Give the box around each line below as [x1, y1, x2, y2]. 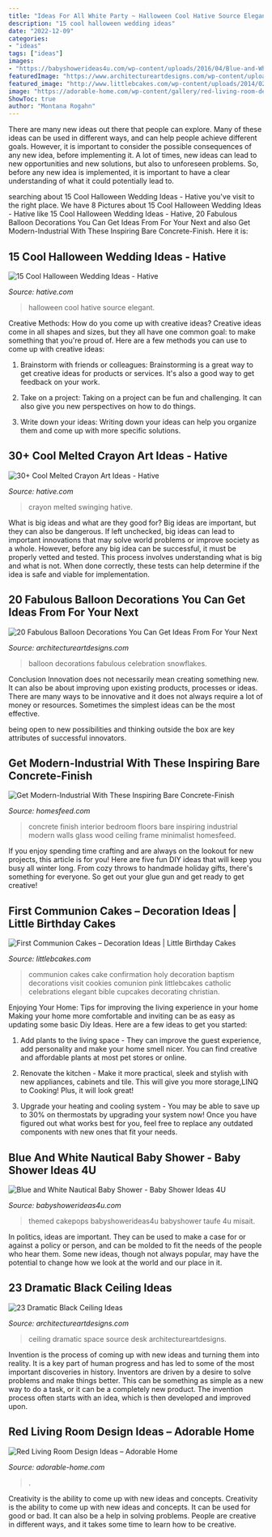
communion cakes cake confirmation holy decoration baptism [28, 970, 235, 980]
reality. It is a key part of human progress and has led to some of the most [8, 1358, 255, 1368]
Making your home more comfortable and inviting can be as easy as [8, 1011, 236, 1021]
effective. [8, 708, 40, 718]
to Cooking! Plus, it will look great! [19, 1086, 134, 1095]
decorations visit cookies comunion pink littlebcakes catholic [28, 978, 232, 988]
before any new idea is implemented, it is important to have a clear [8, 168, 231, 177]
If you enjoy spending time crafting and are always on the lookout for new [8, 846, 254, 856]
